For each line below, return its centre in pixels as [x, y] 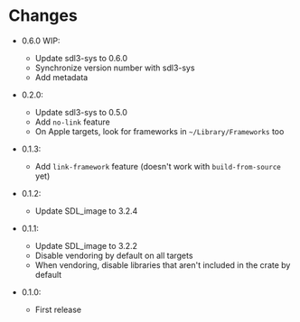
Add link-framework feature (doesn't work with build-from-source [158, 166]
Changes [43, 16]
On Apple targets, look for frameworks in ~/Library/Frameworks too [159, 131]
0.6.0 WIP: [41, 41]
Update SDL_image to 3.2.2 [86, 245]
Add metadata [61, 77]
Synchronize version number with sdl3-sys [115, 68]
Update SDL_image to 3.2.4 [86, 211]
